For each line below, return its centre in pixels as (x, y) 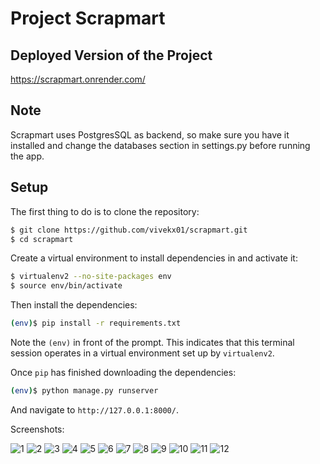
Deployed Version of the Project (111, 55)
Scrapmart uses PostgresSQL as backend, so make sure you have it (150, 134)
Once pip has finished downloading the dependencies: (123, 372)
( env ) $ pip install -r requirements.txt (96, 323)
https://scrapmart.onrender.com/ (78, 79)
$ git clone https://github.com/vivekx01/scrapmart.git (129, 230)
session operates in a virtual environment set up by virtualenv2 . (142, 353)
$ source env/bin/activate (66, 286)
